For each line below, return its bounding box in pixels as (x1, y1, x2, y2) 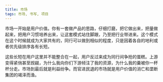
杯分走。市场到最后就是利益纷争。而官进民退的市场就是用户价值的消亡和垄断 (5, 66, 158, 71)
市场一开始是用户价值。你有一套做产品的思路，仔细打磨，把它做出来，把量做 (5, 25, 158, 31)
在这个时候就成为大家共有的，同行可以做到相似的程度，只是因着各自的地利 (5, 37, 154, 43)
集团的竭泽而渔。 (5, 72, 39, 78)
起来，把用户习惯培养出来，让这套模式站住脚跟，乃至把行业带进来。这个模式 (5, 31, 158, 37)
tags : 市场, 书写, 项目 (5, 12, 49, 16)
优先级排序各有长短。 (9, 43, 52, 49)
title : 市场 (5, 7, 28, 12)
